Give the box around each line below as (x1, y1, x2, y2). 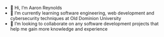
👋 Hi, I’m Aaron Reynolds (10, 5, 62, 10)
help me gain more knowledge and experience (10, 26, 108, 32)
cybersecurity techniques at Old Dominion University (10, 15, 121, 21)
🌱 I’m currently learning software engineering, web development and (10, 10, 154, 16)
